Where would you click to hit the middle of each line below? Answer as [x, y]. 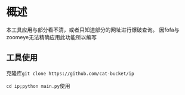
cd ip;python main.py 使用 [38, 85]
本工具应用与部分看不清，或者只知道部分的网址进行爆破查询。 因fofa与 [93, 30]
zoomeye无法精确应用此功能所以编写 [52, 37]
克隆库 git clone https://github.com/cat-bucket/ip [70, 73]
